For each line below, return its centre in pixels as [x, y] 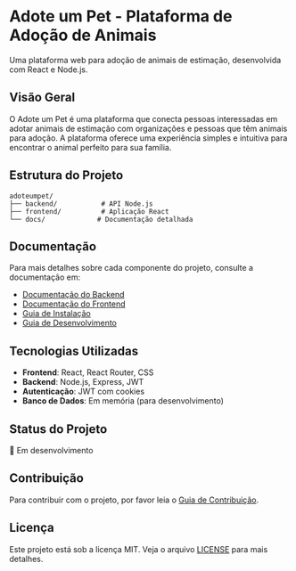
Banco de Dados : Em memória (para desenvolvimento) [123, 401]
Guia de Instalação [56, 314]
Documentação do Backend [73, 295]
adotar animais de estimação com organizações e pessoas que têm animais [148, 128]
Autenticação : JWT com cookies [83, 392]
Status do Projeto [58, 429]
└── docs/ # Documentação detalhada [101, 219]
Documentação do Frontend [74, 304]
